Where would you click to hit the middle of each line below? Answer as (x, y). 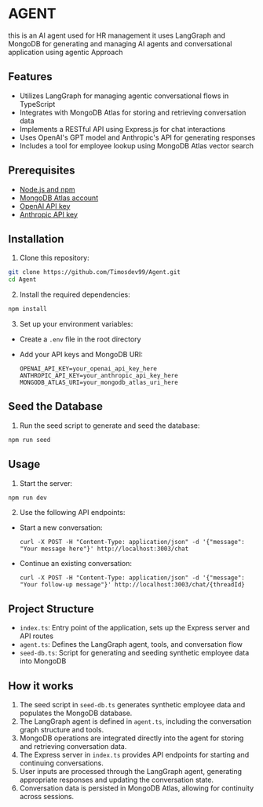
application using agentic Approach (66, 52)
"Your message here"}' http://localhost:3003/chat (104, 549)
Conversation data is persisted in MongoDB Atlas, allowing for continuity (136, 788)
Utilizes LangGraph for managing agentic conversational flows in (124, 96)
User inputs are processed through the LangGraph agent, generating (130, 771)
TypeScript (37, 104)
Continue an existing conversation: (75, 564)
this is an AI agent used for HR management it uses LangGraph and (117, 35)
